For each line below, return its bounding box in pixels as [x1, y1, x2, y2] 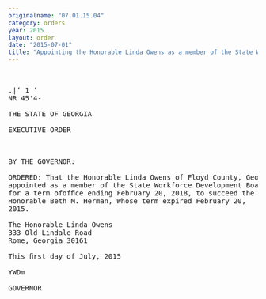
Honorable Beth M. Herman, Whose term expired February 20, [8, 197, 247, 206]
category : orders [8, 19, 66, 27]
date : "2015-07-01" [8, 41, 73, 49]
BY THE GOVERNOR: [8, 157, 75, 166]
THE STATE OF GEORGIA [8, 110, 93, 119]
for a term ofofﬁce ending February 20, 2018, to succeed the [8, 189, 255, 198]
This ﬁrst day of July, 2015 [8, 252, 121, 261]
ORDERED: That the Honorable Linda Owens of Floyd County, [8, 173, 243, 182]
